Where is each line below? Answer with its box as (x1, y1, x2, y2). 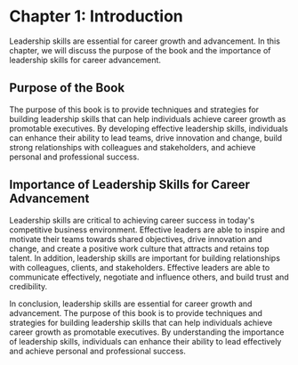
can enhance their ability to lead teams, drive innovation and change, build (9, 132, 283, 143)
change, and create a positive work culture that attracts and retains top (9, 243, 270, 254)
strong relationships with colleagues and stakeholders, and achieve (9, 142, 256, 152)
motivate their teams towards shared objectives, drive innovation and (9, 233, 262, 244)
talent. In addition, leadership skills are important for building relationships (9, 252, 280, 264)
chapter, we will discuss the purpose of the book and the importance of (9, 45, 271, 55)
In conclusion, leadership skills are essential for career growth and (9, 298, 253, 309)
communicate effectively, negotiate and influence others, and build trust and (9, 272, 289, 282)
